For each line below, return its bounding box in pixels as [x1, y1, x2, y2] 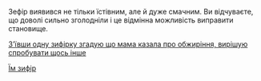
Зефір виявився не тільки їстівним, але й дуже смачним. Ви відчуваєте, [8, 7, 254, 16]
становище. [8, 24, 48, 33]
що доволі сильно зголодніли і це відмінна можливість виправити [8, 15, 234, 25]
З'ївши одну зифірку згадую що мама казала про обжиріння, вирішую [8, 39, 248, 49]
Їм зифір [8, 63, 37, 73]
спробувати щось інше [8, 48, 86, 57]
